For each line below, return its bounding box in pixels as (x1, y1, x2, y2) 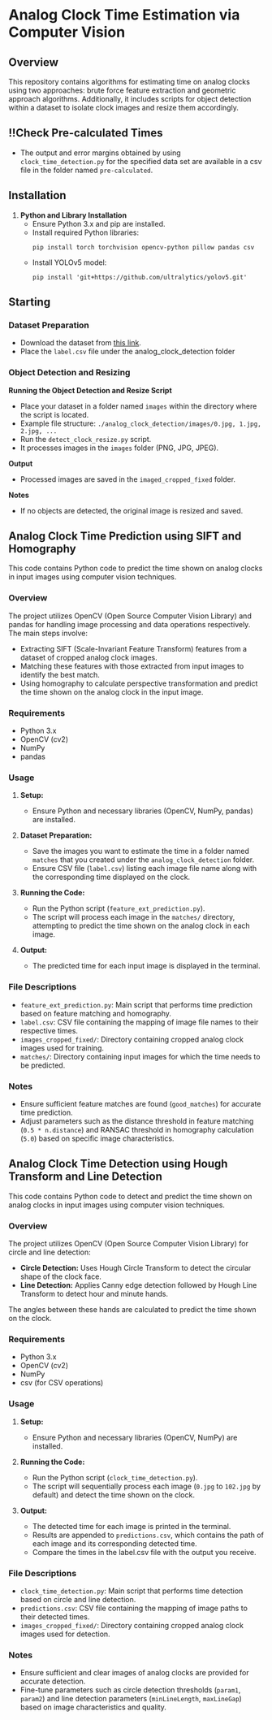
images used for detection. (19, 1629, 111, 1639)
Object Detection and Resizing (8, 367, 131, 379)
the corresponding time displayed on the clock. (32, 872, 191, 882)
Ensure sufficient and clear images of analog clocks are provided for (19, 1668, 249, 1678)
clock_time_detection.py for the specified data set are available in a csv (19, 156, 262, 166)
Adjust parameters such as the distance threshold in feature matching (19, 1116, 254, 1126)
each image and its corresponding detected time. (32, 1538, 197, 1549)
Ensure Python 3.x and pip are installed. (32, 219, 166, 228)
